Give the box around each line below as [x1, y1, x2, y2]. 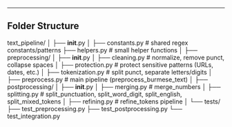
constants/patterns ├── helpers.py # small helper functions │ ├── [7, 46, 198, 54]
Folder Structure [7, 20, 79, 32]
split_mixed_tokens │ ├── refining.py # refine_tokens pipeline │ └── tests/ [7, 97, 221, 106]
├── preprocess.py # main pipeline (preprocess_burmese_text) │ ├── [7, 75, 209, 84]
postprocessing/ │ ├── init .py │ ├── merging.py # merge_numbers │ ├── [7, 82, 221, 90]
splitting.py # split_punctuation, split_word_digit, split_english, [7, 90, 182, 98]
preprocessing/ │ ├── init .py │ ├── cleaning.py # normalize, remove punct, [7, 53, 225, 61]
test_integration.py [7, 112, 61, 120]
